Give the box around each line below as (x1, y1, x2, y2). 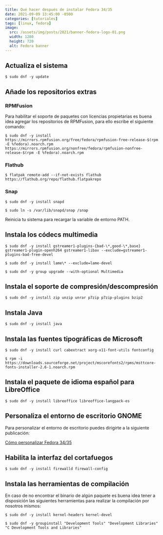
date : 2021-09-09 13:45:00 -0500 (5, 12, 73, 17)
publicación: (5, 430, 30, 436)
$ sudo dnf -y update (5, 74, 49, 80)
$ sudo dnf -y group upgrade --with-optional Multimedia (5, 269, 123, 274)
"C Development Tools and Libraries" (5, 525, 82, 530)
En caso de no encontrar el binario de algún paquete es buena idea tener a (5, 493, 156, 498)
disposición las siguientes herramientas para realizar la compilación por (5, 498, 149, 504)
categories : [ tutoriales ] (5, 16, 58, 21)
